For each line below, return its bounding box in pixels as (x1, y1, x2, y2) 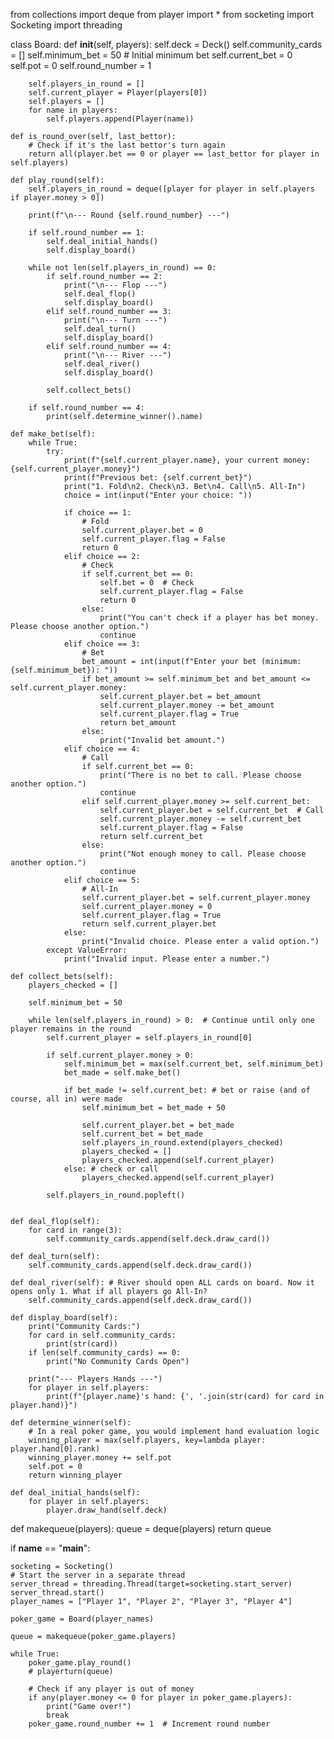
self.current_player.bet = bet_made (81, 1120, 235, 1130)
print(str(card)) (46, 1339, 118, 1349)
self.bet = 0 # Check (99, 578, 195, 588)
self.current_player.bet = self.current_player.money (81, 893, 311, 903)
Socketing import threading (10, 19, 123, 31)
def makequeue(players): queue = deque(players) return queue (10, 1523, 272, 1534)
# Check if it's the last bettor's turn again (28, 140, 226, 150)
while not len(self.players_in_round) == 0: (28, 263, 217, 273)
